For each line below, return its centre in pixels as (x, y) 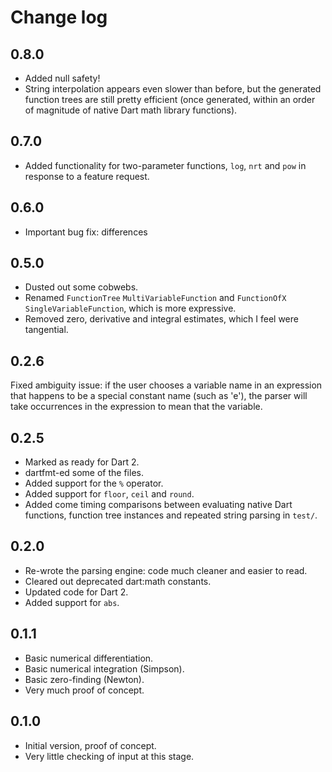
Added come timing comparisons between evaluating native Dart (158, 505)
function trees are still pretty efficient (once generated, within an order (170, 99)
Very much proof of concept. (84, 690)
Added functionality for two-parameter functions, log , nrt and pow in (165, 165)
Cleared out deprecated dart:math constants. (118, 581)
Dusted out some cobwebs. (81, 287)
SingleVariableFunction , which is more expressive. (130, 308)
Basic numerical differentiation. (89, 658)
